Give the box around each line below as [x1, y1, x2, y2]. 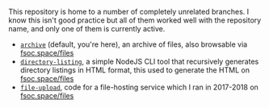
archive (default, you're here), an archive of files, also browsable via [19, 39, 248, 49]
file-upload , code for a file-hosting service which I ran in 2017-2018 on [19, 82, 258, 92]
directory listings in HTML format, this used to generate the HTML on [19, 65, 250, 75]
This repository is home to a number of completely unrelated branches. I [8, 7, 250, 16]
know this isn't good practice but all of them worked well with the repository [8, 15, 262, 25]
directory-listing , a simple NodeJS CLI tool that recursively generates [19, 56, 259, 66]
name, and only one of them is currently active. [8, 24, 166, 33]
